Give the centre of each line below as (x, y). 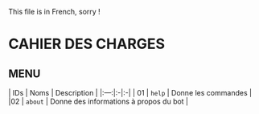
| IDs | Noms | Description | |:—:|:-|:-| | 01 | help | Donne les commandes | (130, 93)
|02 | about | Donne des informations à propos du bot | (99, 101)
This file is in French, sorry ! (54, 12)
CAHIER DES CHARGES (87, 44)
